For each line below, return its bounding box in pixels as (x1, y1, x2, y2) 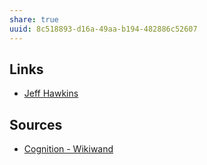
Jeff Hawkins (23, 87, 79, 100)
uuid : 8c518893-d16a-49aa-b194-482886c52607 (9, 24, 198, 34)
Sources (9, 116, 63, 133)
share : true (9, 14, 59, 25)
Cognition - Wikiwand (23, 143, 114, 155)
